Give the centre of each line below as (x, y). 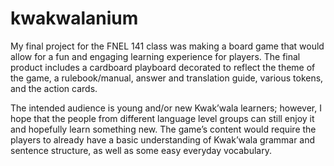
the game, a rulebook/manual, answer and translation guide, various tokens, (167, 78)
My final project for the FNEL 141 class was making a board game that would (167, 46)
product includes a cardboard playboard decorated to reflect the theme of (163, 67)
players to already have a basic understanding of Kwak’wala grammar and (163, 139)
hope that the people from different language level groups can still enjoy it (162, 118)
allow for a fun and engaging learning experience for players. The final (155, 56)
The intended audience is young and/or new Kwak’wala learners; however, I (166, 108)
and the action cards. (54, 88)
